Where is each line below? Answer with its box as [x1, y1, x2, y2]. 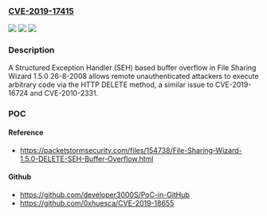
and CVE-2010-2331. [29, 88, 98, 97]
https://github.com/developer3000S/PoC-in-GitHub [19, 190, 190, 199]
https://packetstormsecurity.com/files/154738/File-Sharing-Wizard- [19, 145, 242, 155]
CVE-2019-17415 [8, 6, 74, 17]
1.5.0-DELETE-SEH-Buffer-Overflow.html [19, 154, 154, 163]
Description [8, 45, 55, 56]
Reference [8, 128, 44, 137]
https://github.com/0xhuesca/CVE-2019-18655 [19, 198, 175, 208]
